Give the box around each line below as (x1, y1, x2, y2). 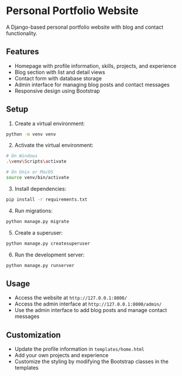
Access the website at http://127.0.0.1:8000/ (14, 294, 128, 302)
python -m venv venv (6, 131, 57, 137)
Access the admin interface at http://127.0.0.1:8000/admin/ (14, 300, 162, 307)
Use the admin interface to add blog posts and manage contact (14, 307, 167, 314)
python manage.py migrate (6, 218, 69, 224)
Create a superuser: (14, 229, 63, 236)
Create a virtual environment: (14, 120, 85, 127)
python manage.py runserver (6, 262, 75, 268)
